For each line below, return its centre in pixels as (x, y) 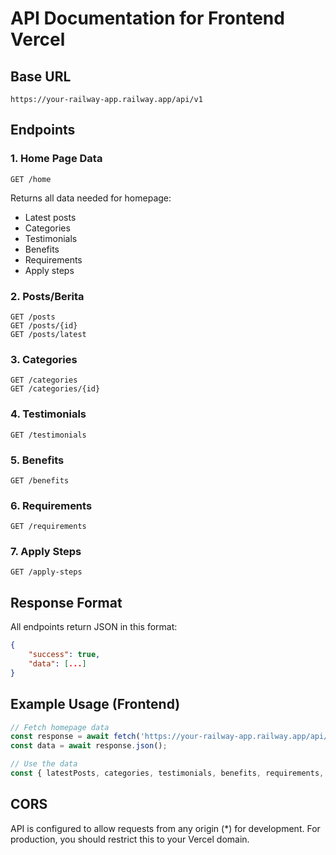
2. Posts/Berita (47, 296)
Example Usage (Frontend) (95, 704)
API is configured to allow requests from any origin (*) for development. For (165, 828)
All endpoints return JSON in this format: (94, 627)
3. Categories (44, 359)
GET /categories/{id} (55, 389)
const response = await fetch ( (75, 737)
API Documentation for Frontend (147, 18)
